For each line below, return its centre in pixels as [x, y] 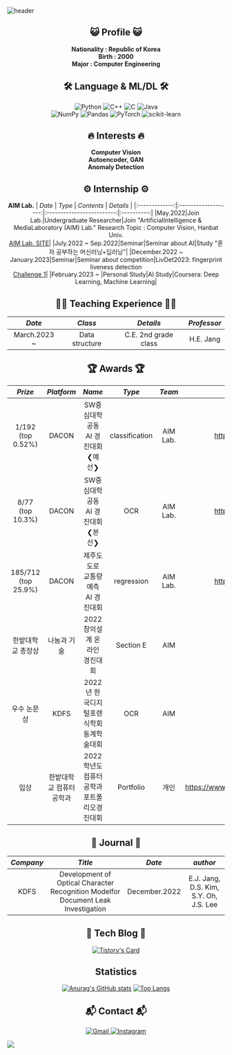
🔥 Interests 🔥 [116, 136]
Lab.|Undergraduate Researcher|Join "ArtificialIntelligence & [116, 220]
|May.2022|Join [177, 213]
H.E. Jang [205, 339]
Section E [131, 645]
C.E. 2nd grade [149, 335]
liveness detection [116, 267]
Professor [205, 323]
